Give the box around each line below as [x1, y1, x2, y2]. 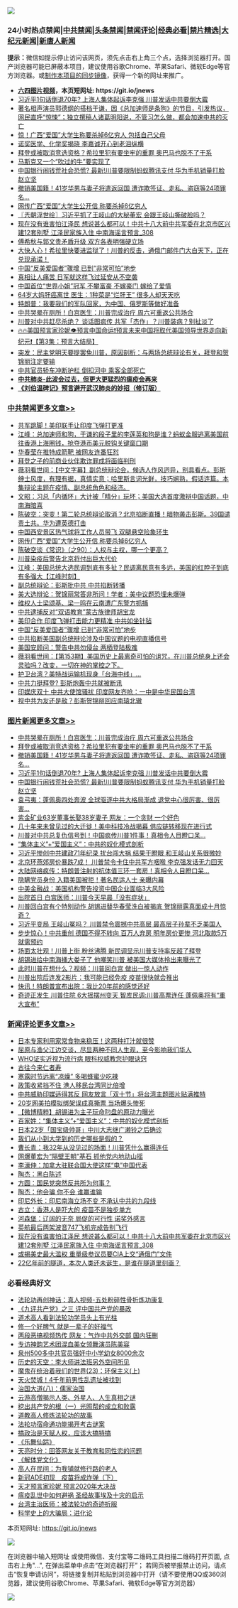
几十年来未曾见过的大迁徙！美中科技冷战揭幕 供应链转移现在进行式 [17, 821, 212, 831]
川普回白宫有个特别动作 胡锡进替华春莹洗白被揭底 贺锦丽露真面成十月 [17, 902, 220, 910]
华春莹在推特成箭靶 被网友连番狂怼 [17, 448, 119, 456]
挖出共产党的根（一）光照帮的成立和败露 [17, 1402, 136, 1410]
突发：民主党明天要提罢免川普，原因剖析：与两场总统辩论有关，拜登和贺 [17, 348, 229, 357]
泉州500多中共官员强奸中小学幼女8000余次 [17, 1349, 144, 1357]
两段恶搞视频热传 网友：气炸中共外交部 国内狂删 [17, 1331, 158, 1339]
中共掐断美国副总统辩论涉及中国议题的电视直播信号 [17, 634, 167, 642]
